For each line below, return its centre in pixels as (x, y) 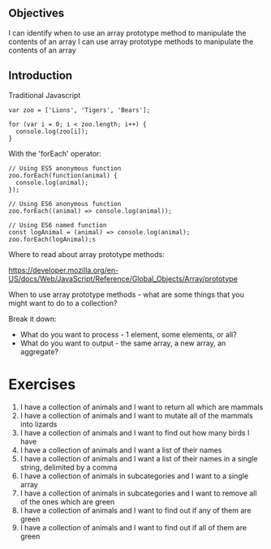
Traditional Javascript (45, 95)
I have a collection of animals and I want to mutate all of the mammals (136, 415)
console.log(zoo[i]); (52, 131)
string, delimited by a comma (69, 467)
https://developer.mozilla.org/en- (64, 270)
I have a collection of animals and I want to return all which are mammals (142, 407)
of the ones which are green (67, 501)
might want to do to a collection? (63, 302)
